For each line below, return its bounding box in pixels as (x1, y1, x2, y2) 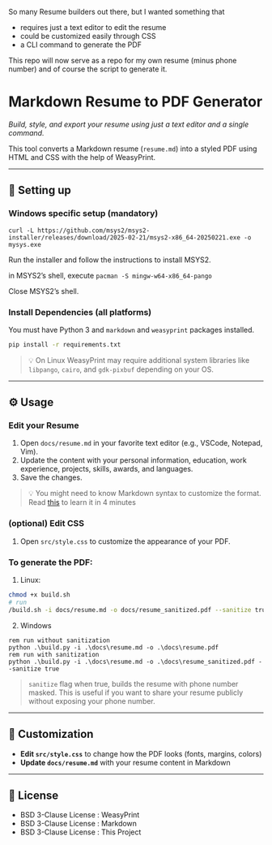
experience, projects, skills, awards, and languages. (19, 464, 193, 474)
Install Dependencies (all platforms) (8, 306, 152, 317)
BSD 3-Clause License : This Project (19, 827, 142, 837)
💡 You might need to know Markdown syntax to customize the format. (28, 489, 261, 498)
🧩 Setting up (8, 183, 71, 197)
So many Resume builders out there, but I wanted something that (8, 7, 225, 16)
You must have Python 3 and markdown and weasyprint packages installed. (8, 325, 255, 334)
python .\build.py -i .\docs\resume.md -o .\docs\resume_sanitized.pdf (8, 657, 255, 666)
